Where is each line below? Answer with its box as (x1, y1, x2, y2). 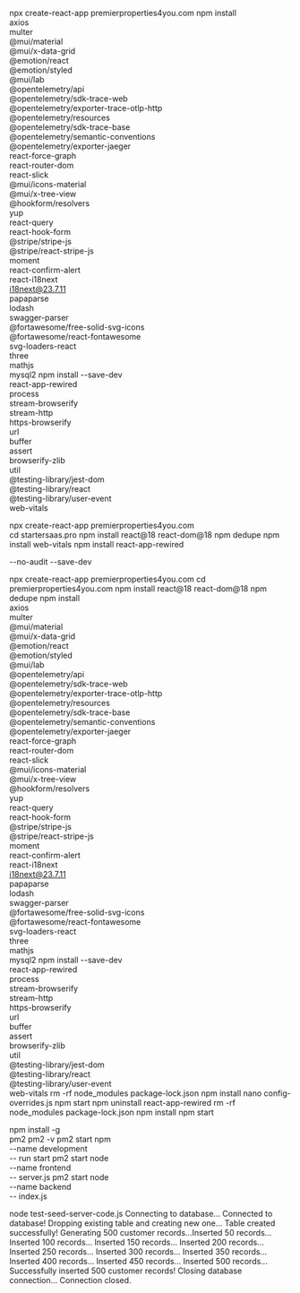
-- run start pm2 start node (9, 1153, 109, 1163)
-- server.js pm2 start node (9, 1172, 109, 1182)
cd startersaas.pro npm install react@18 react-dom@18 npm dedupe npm (9, 530, 280, 540)
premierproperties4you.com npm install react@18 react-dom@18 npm (9, 583, 267, 594)
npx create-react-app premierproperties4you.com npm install (9, 8, 237, 18)
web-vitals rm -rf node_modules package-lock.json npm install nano (9, 1088, 262, 1099)
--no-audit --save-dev (9, 556, 92, 567)
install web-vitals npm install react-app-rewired (9, 539, 184, 549)
